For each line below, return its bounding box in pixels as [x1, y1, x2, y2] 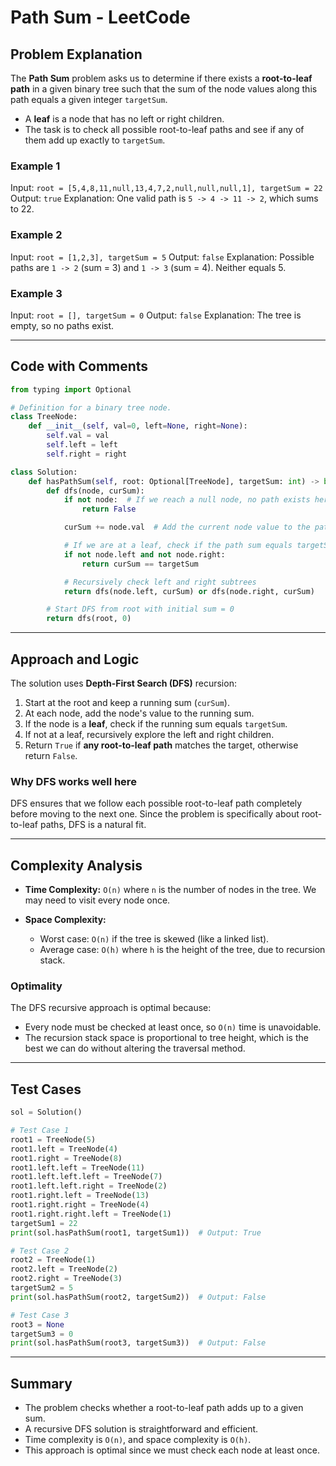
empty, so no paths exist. [10, 319, 115, 331]
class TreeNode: [10, 412, 78, 422]
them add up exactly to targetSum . [24, 134, 166, 146]
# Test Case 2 [10, 1246, 70, 1256]
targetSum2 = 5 [10, 1283, 74, 1293]
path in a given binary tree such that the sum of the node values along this [10, 83, 318, 95]
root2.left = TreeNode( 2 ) [10, 1264, 118, 1275]
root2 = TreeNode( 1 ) [10, 1255, 97, 1265]
